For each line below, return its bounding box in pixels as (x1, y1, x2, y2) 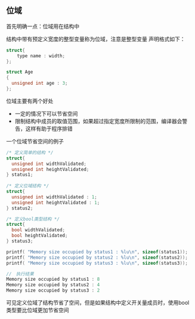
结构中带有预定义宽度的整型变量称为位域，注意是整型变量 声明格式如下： (6, 35, 185, 42)
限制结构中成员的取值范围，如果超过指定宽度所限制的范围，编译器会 (14, 117, 182, 124)
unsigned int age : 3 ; (11, 80, 68, 87)
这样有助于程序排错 (25, 125, 73, 132)
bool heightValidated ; (11, 232, 68, 239)
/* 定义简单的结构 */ (6, 149, 54, 155)
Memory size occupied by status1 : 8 (6, 277, 100, 283)
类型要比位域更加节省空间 (6, 306, 69, 314)
